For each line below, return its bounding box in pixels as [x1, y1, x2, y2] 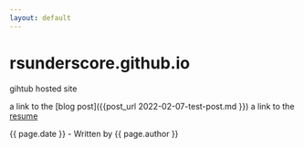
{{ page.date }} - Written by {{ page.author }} [9, 128, 179, 139]
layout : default [9, 13, 71, 23]
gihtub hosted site [9, 83, 78, 94]
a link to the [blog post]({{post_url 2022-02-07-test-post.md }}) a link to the [9, 100, 295, 111]
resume [9, 111, 38, 122]
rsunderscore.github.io [9, 52, 190, 73]
